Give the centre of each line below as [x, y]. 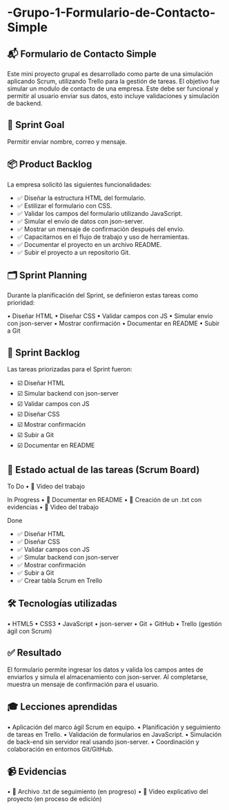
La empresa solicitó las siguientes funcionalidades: [79, 184]
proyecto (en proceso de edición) [54, 799]
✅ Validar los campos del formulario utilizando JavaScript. [100, 213]
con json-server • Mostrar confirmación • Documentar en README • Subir [113, 324]
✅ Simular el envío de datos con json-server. [81, 221]
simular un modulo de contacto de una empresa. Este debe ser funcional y [113, 89]
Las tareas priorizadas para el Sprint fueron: [70, 369]
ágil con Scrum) [30, 631]
